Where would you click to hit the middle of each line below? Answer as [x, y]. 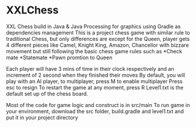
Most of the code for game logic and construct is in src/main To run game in [98, 105]
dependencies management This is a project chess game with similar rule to [98, 32]
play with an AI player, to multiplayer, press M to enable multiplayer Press [94, 81]
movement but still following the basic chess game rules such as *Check [94, 51]
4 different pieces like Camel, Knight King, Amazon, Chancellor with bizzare [97, 45]
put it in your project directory [42, 117]
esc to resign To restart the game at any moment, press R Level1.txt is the [95, 87]
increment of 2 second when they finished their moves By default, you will [96, 75]
